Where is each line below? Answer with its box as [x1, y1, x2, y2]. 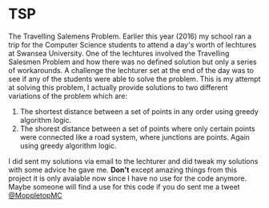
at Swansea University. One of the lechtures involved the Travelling [8, 48, 230, 58]
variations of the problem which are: [8, 91, 128, 100]
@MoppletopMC [8, 190, 62, 200]
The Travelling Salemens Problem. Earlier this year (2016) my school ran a [8, 31, 252, 41]
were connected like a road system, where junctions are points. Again [19, 132, 251, 141]
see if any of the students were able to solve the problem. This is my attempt [8, 74, 261, 84]
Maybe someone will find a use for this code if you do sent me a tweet [8, 181, 240, 191]
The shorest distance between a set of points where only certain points [19, 124, 255, 133]
